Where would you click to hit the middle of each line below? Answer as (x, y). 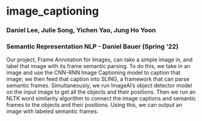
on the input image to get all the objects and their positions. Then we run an (101, 92)
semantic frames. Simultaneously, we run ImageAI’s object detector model (99, 86)
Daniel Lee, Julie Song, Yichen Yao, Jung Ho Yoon (81, 30)
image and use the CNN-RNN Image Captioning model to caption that (93, 73)
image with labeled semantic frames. (52, 111)
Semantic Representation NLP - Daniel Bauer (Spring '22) (92, 47)
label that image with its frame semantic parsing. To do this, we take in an (98, 66)
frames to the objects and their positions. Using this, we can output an (94, 105)
